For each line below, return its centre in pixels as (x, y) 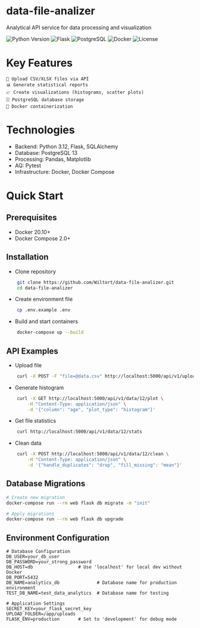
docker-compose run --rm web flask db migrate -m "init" (78, 503)
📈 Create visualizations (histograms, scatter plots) (75, 92)
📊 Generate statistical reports (47, 85)
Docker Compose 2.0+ (43, 238)
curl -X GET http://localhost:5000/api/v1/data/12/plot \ (90, 398)
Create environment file (44, 299)
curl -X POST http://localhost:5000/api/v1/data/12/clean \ (93, 454)
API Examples (32, 351)
